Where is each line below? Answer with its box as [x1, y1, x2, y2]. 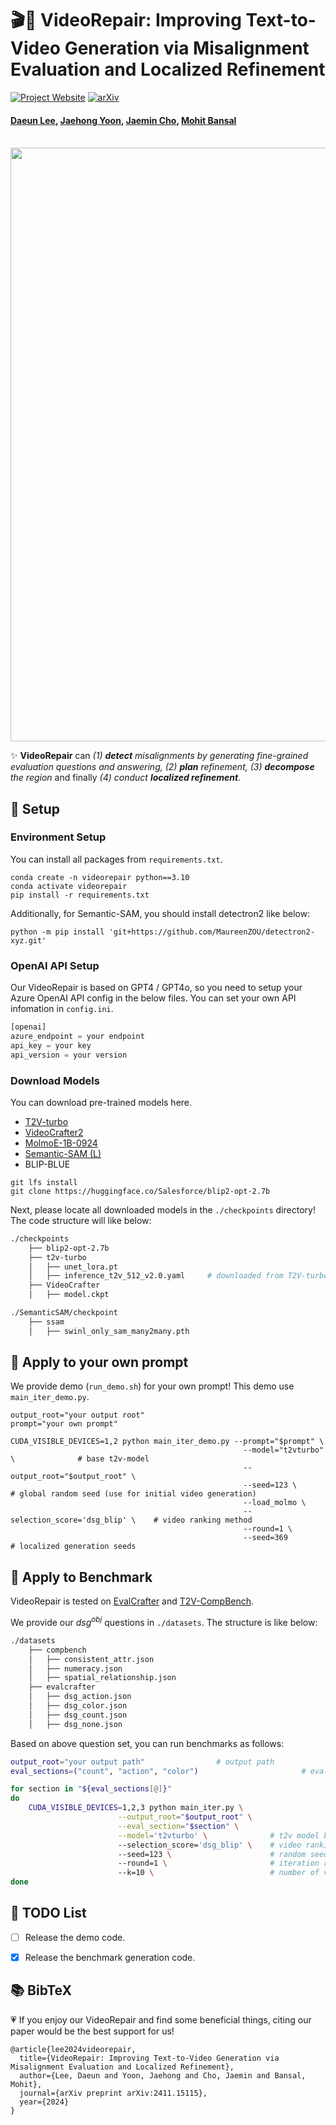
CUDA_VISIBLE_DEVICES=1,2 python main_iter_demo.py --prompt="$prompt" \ [10, 1437, 325, 1447]
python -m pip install [10, 927, 105, 937]
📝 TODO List [10, 1905, 87, 1922]
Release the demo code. [24, 1931, 126, 1943]
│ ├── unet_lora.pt [28, 1262, 118, 1272]
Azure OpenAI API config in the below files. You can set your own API [10, 992, 297, 1004]
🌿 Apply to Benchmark [10, 1568, 153, 1586]
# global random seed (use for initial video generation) [10, 1489, 257, 1499]
